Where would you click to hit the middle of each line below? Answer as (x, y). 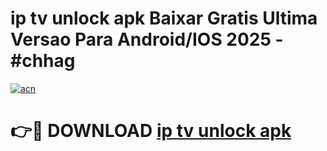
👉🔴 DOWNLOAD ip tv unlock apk (151, 131)
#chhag (43, 61)
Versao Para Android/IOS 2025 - (147, 39)
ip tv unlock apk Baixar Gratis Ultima (164, 18)
